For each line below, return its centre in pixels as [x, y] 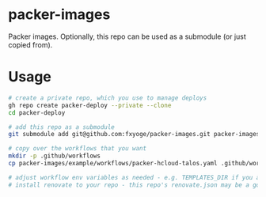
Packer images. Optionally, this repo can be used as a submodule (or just [127, 36]
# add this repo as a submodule [61, 127]
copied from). [30, 44]
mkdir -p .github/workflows [55, 156]
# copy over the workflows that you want [78, 149]
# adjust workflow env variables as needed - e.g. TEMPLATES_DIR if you [131, 177]
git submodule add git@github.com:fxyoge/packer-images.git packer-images [134, 134]
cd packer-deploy [37, 112]
